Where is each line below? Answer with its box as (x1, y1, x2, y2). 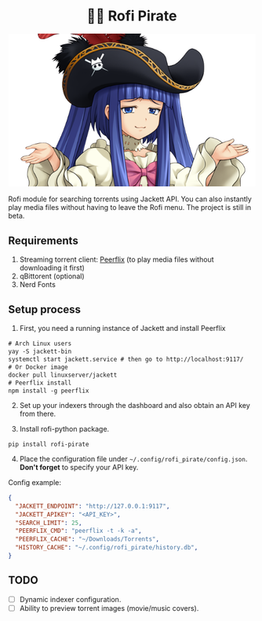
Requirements (8, 233, 78, 247)
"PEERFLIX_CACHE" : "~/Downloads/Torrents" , (15, 535, 159, 543)
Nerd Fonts (19, 280, 56, 289)
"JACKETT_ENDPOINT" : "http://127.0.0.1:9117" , (15, 502, 170, 510)
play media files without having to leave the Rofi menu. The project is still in (8, 203, 252, 212)
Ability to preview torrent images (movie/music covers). (19, 603, 199, 612)
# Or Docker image (8, 363, 68, 371)
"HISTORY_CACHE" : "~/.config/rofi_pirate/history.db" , (15, 544, 198, 552)
